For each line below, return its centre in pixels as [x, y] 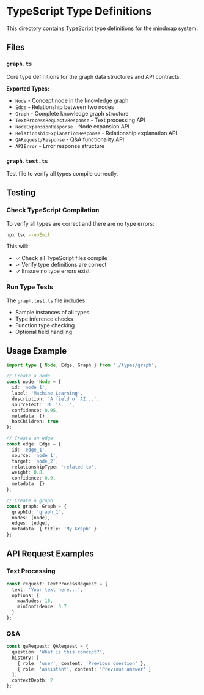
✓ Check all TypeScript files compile [61, 258]
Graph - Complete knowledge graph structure [72, 113]
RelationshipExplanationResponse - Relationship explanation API [96, 133]
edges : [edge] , [31, 523]
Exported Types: [28, 88]
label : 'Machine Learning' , [48, 393]
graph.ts [19, 64]
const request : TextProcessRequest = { [57, 584]
